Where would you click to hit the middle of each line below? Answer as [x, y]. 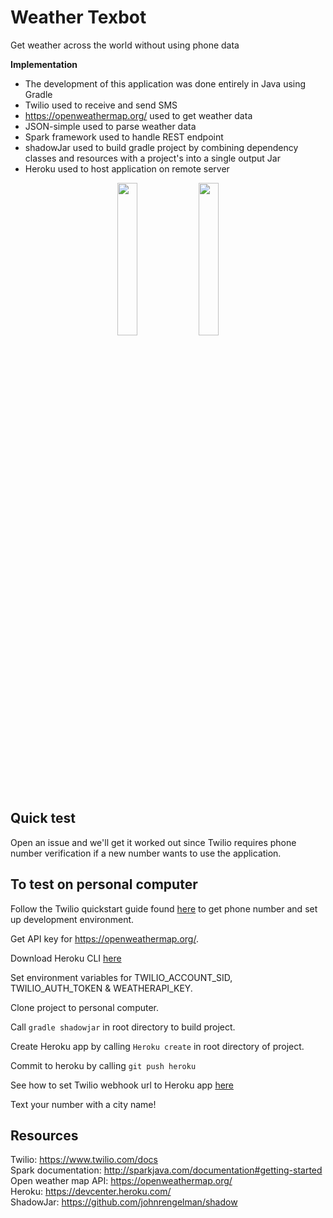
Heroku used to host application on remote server [127, 168]
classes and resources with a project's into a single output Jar [152, 158]
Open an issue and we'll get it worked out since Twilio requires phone [153, 842]
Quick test [43, 818]
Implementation [44, 64]
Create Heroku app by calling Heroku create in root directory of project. [157, 1046]
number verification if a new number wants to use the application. [146, 853]
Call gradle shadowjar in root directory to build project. [123, 1027]
